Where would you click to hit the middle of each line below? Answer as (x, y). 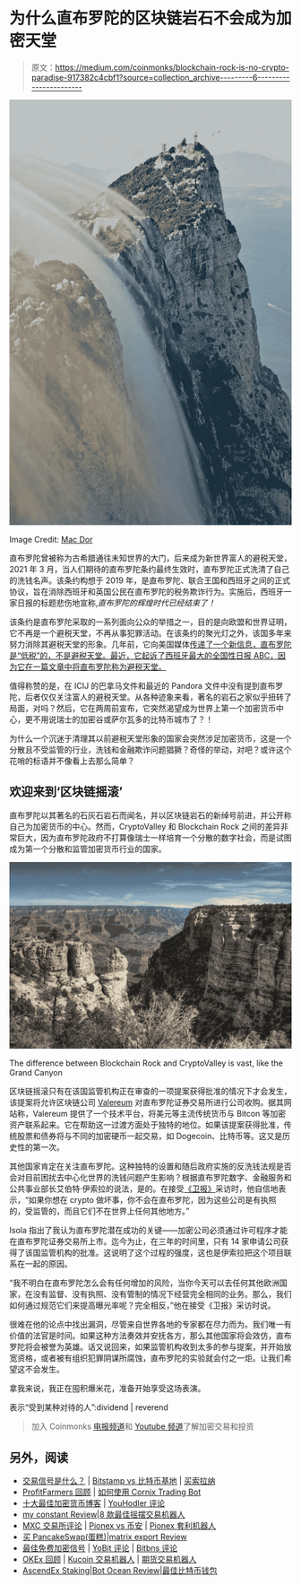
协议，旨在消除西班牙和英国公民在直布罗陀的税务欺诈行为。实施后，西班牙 (146, 591)
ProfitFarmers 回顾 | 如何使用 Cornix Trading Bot (112, 1492)
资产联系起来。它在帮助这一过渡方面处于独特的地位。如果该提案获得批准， (146, 1125)
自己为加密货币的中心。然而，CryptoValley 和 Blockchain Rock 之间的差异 (145, 826)
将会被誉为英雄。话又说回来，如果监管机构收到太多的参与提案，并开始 (154, 1347)
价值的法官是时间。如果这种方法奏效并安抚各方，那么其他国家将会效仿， (142, 1336)
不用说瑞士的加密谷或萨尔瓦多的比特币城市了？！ (123, 719)
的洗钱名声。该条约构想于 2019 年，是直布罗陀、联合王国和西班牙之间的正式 (150, 580)
